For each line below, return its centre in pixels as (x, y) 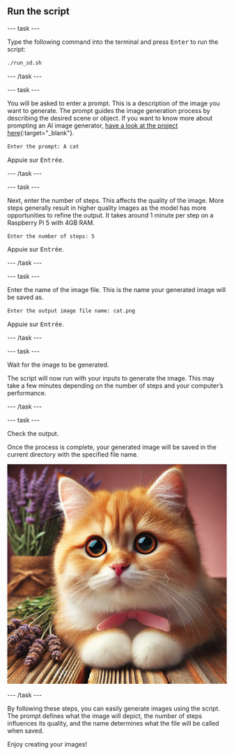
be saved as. (25, 297)
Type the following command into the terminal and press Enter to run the (113, 42)
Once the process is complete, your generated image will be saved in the (112, 447)
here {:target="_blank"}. (41, 132)
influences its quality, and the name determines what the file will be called (113, 724)
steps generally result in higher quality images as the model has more (107, 208)
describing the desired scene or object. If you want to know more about (110, 118)
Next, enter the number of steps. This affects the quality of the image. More (116, 200)
